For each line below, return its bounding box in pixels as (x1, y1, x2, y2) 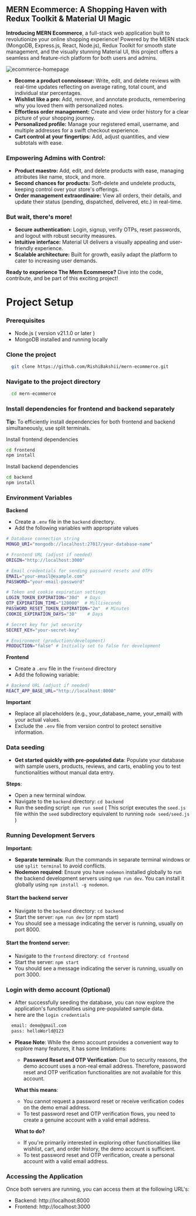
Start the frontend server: (6, 940, 70, 947)
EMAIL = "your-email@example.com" (6, 573, 85, 579)
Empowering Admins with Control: (6, 153, 106, 162)
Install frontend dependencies (6, 436, 78, 443)
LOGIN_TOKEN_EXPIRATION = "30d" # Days (6, 595, 101, 601)
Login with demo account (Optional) (6, 986, 111, 993)
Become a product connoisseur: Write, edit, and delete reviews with (14, 77, 181, 84)
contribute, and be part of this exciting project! (6, 275, 118, 282)
